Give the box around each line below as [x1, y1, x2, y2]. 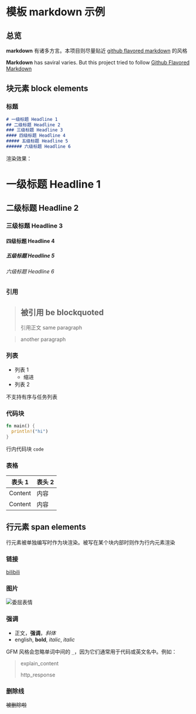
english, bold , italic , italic [14, 636, 75, 643]
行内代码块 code [6, 445, 44, 452]
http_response [20, 671, 56, 678]
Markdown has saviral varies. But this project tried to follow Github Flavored [6, 59, 190, 66]
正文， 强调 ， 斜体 [14, 629, 56, 637]
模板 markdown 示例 [6, 5, 105, 19]
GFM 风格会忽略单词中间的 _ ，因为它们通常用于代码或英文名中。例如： [6, 648, 177, 655]
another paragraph [20, 336, 66, 343]
